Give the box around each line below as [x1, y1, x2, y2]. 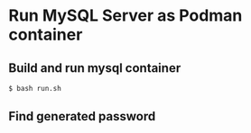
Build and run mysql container [8, 60, 181, 75]
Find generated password [8, 109, 156, 124]
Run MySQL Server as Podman [8, 5, 243, 26]
